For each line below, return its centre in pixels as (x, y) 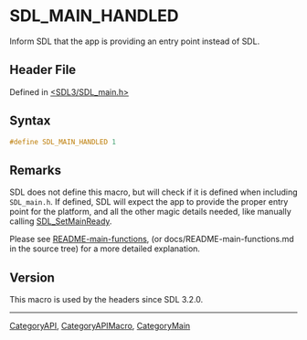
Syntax (30, 121)
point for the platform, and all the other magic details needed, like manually (151, 212)
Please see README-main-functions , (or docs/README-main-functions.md (152, 239)
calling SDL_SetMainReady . (61, 221)
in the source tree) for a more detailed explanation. (105, 249)
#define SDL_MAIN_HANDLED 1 (63, 142)
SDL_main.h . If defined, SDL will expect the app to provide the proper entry (149, 202)
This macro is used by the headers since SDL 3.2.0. (106, 300)
